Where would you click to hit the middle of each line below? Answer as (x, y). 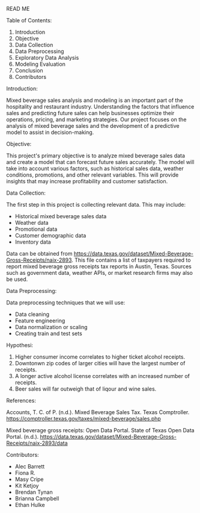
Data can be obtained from (39, 253)
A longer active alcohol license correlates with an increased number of (102, 376)
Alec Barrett (30, 466)
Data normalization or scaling (51, 327)
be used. (17, 279)
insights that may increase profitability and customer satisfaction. (87, 181)
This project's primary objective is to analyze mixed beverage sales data (95, 156)
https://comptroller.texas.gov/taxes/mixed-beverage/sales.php (83, 419)
